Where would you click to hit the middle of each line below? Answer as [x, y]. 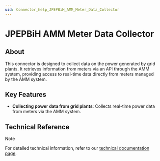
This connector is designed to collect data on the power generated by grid [80, 64]
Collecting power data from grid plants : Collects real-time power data [83, 106]
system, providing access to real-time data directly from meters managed [80, 74]
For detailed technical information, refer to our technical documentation [77, 148]
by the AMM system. [26, 79]
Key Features [26, 95]
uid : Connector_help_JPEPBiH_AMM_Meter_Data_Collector [62, 10]
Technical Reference [37, 127]
